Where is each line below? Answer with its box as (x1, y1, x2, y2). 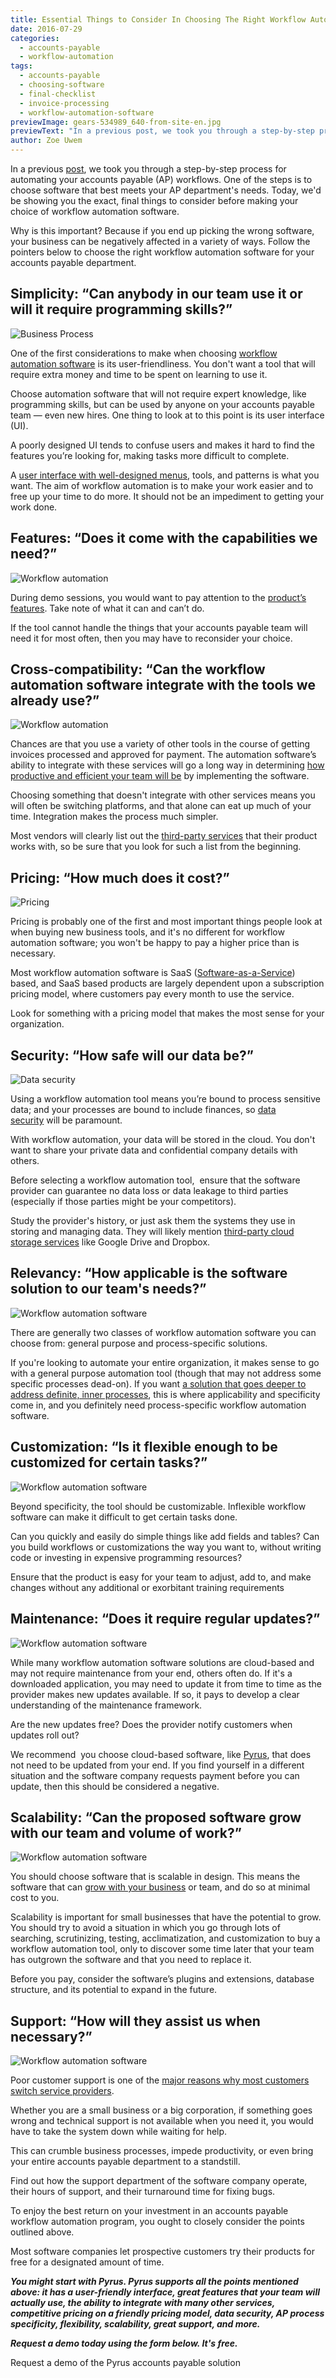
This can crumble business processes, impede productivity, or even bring (10, 2145, 314, 2157)
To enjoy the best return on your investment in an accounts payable (10, 2205, 289, 2217)
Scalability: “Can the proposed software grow (10, 1809, 302, 1826)
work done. (10, 501, 58, 513)
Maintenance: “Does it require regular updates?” (10, 1611, 321, 1628)
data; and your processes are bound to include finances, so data (10, 1104, 277, 1116)
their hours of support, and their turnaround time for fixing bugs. (10, 2186, 276, 2198)
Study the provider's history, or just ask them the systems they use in (10, 1215, 296, 1227)
